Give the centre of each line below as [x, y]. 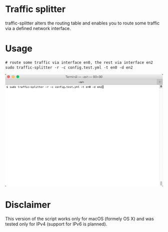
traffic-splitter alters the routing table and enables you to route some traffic [82, 23]
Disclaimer [28, 205]
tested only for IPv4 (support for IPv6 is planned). [56, 224]
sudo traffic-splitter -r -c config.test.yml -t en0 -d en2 [69, 67]
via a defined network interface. [38, 28]
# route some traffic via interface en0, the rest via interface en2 [79, 62]
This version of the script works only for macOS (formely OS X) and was [79, 218]
